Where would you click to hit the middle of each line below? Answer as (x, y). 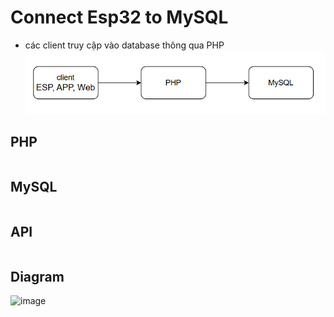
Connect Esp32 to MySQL (119, 17)
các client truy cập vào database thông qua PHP (124, 45)
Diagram (37, 276)
